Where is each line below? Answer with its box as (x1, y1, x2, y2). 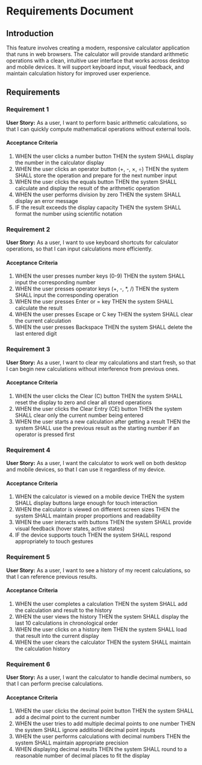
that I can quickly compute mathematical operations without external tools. (6, 125, 191, 133)
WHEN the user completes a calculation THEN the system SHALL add (14, 600, 188, 607)
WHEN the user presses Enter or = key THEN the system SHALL (14, 298, 174, 305)
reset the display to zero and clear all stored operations (14, 399, 152, 406)
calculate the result (14, 304, 63, 311)
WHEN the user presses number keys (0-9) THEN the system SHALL (14, 272, 185, 279)
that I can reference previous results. (6, 573, 97, 580)
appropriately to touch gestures (14, 538, 94, 545)
